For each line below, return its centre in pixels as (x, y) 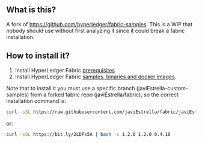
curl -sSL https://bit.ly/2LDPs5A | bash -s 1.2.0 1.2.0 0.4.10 (88, 134)
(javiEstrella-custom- (162, 88)
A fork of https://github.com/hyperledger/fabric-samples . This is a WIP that (99, 24)
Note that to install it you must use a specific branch (71, 88)
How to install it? (38, 56)
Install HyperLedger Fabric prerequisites (65, 70)
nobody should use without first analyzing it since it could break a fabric (96, 31)
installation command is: (36, 101)
